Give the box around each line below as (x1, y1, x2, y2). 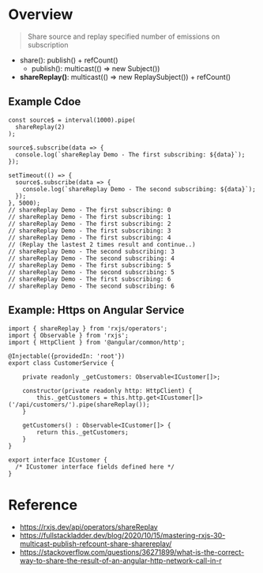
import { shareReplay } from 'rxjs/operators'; (8, 324, 168, 333)
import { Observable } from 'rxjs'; (8, 331, 129, 339)
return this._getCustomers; (36, 428, 129, 436)
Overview (8, 6, 73, 24)
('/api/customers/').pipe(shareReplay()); (8, 401, 150, 409)
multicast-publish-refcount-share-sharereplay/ (19, 539, 172, 548)
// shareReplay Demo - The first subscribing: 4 (8, 233, 171, 242)
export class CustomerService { (8, 359, 115, 367)
